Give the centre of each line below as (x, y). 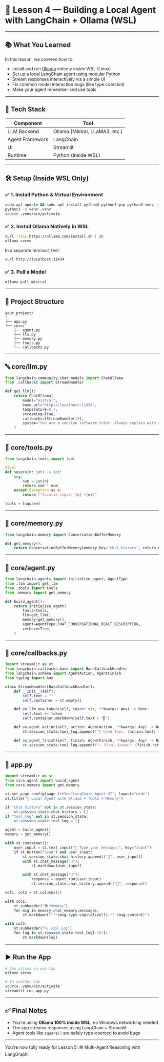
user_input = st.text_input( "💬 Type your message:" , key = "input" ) (83, 848)
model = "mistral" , (40, 401)
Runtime (17, 155)
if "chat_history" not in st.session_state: (51, 807)
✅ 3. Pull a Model (26, 272)
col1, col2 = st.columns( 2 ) (34, 892)
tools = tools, (36, 611)
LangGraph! (17, 1054)
